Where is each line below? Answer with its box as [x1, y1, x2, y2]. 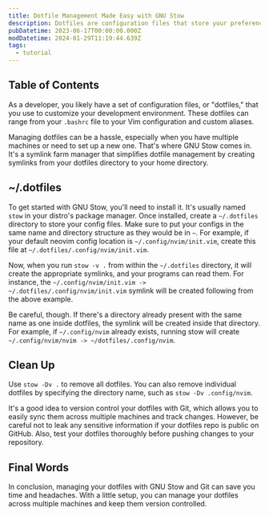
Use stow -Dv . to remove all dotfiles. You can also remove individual [8, 379, 237, 389]
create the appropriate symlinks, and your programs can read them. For [8, 269, 244, 278]
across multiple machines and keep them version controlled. [8, 499, 207, 509]
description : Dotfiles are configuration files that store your [8, 19, 227, 27]
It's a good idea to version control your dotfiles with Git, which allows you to [8, 403, 259, 413]
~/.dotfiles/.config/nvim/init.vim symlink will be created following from [8, 286, 254, 295]
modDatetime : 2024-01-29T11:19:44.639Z [8, 34, 142, 42]
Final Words [8, 461, 70, 474]
